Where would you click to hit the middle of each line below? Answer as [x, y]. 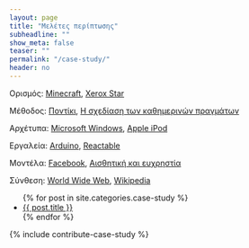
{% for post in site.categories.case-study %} [105, 198]
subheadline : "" [40, 34]
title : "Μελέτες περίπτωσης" [64, 26]
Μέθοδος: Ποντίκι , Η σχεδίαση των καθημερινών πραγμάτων [124, 111]
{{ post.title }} [48, 207]
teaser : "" [30, 51]
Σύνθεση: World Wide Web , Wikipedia [80, 180]
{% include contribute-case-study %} [79, 234]
